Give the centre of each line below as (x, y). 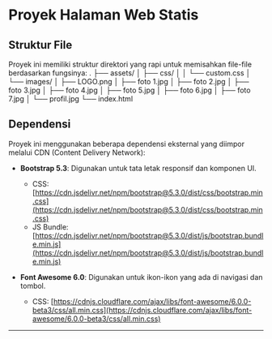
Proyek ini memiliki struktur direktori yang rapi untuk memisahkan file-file (130, 64)
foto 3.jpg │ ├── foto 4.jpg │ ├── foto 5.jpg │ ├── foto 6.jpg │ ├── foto (130, 90)
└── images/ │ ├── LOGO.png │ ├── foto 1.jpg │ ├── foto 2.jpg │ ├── (129, 82)
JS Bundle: (50, 227)
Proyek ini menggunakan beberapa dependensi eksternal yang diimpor (127, 144)
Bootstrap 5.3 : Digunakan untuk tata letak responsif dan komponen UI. (138, 168)
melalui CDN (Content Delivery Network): (77, 152)
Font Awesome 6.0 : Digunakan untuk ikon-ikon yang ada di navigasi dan (141, 277)
